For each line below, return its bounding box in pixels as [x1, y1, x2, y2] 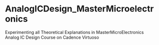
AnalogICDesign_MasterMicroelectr [5, 3, 154, 14]
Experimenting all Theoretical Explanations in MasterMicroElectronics [5, 29, 144, 35]
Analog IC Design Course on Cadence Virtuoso [5, 34, 99, 40]
